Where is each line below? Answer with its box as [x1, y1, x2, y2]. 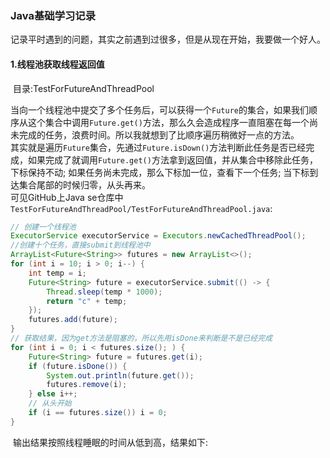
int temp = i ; [28, 268, 87, 278]
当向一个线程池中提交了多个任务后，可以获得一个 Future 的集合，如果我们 [10, 103, 309, 116]
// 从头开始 [28, 398, 72, 409]
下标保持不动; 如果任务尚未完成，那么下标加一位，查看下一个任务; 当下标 [10, 166, 310, 178]
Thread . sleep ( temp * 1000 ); [46, 287, 163, 297]
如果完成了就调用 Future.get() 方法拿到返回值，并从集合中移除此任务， [27, 153, 318, 166]
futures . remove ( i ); [46, 380, 128, 390]
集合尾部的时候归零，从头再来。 [18, 178, 151, 191]
